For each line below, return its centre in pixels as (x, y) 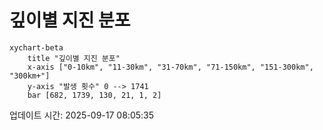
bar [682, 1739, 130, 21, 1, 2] (94, 95)
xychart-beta (36, 47)
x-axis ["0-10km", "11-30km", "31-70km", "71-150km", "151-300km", (170, 67)
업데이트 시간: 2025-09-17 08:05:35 (81, 115)
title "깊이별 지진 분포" (74, 58)
